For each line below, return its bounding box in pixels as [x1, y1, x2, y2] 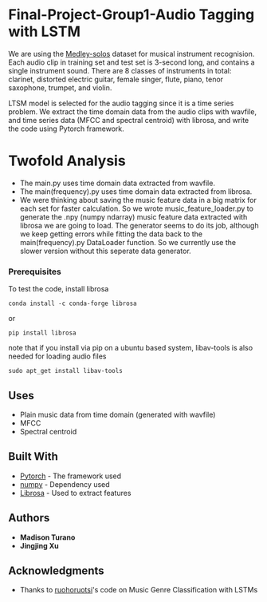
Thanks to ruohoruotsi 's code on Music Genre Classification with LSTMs [19, 585, 258, 595]
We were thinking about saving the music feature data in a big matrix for [19, 195, 257, 204]
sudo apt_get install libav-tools [8, 367, 124, 375]
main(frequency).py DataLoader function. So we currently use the [19, 237, 237, 247]
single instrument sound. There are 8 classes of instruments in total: [8, 65, 232, 75]
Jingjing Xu [19, 541, 59, 550]
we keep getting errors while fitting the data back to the [19, 229, 203, 239]
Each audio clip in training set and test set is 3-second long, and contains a [8, 57, 255, 67]
